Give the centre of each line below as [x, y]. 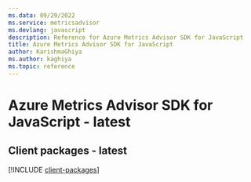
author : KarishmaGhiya [45, 52]
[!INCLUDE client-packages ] [54, 169]
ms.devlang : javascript [47, 30]
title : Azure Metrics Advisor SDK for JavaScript [91, 45]
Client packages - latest [68, 151]
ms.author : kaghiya [40, 60]
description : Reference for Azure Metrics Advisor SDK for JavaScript [126, 37]
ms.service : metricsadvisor [54, 23]
